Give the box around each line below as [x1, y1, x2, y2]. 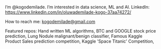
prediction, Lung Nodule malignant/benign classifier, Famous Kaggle [5, 33, 142, 39]
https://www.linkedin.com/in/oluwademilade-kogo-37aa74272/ [5, 9, 132, 15]
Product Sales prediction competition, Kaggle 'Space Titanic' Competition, [5, 38, 155, 44]
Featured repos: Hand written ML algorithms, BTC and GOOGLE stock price [5, 28, 156, 33]
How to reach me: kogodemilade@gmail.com [5, 19, 96, 24]
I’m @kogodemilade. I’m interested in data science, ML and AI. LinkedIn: [5, 4, 150, 10]
